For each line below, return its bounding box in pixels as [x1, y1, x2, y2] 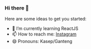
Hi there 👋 [4, 4, 29, 11]
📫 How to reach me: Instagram [11, 31, 77, 37]
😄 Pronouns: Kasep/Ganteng [11, 38, 72, 44]
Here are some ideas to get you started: [4, 16, 87, 22]
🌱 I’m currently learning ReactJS [11, 25, 78, 31]
